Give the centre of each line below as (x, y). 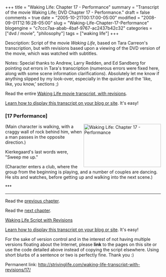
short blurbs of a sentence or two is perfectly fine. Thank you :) (70, 255)
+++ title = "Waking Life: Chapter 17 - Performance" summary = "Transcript (82, 7)
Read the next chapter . (28, 211)
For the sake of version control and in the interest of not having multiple (78, 239)
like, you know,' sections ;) (32, 84)
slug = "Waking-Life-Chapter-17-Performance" (101, 23)
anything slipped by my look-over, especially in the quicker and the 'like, (79, 79)
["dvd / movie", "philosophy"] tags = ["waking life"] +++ (62, 33)
